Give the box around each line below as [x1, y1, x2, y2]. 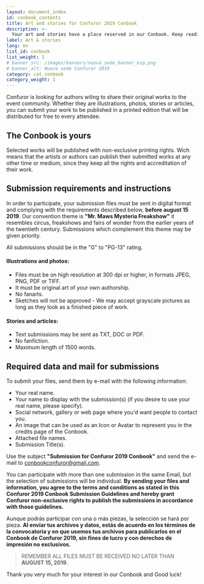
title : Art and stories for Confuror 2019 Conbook [6, 20, 137, 26]
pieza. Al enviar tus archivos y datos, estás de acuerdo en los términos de [6, 521, 195, 529]
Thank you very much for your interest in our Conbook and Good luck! [6, 571, 182, 578]
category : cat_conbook [6, 71, 64, 77]
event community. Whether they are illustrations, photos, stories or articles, [6, 100, 194, 107]
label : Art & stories [6, 37, 61, 43]
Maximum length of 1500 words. [15, 344, 96, 351]
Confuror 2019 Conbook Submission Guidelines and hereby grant [6, 490, 175, 497]
